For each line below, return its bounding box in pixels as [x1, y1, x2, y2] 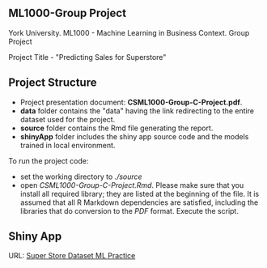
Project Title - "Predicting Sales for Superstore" [8, 52, 167, 62]
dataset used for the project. [19, 114, 116, 124]
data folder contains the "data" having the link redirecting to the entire [19, 105, 255, 116]
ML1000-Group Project [8, 6, 127, 20]
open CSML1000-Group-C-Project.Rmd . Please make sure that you [19, 180, 244, 189]
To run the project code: [8, 155, 89, 165]
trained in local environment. [19, 140, 116, 150]
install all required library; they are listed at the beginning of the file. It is [19, 189, 260, 198]
